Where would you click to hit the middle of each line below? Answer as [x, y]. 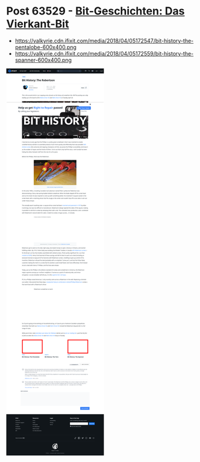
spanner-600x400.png [43, 60]
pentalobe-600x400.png [46, 47]
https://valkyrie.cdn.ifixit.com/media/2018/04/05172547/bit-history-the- [104, 41]
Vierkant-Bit [38, 24]
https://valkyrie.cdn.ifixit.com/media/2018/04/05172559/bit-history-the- [104, 53]
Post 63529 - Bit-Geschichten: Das [95, 11]
